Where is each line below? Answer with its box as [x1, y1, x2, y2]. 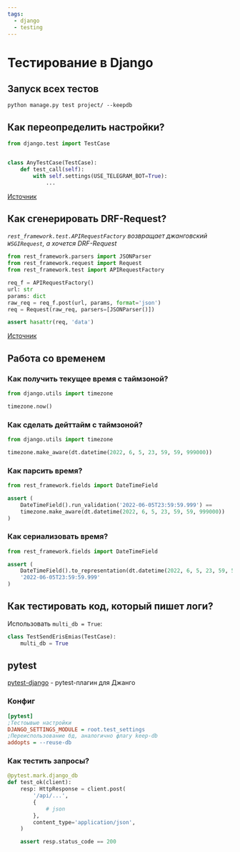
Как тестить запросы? [7, 756, 89, 766]
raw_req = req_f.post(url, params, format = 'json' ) [7, 299, 161, 306]
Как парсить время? [7, 466, 83, 476]
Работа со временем [7, 352, 106, 364]
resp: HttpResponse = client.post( [20, 786, 126, 793]
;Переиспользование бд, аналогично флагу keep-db [7, 733, 159, 740]
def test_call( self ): [20, 166, 84, 173]
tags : [7, 10, 24, 18]
